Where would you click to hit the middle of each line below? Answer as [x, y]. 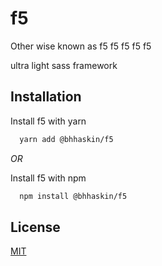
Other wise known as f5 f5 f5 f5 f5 [81, 46]
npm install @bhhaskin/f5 [73, 196]
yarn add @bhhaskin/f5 [66, 139]
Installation [46, 97]
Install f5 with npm [48, 178]
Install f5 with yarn [48, 121]
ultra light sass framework [64, 65]
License [35, 227]
